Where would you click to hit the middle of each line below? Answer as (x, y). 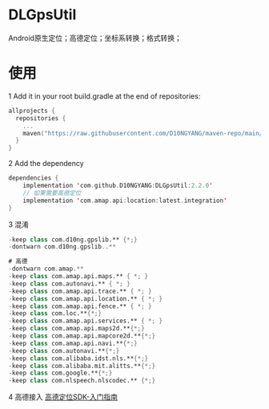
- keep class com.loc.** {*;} (55, 314)
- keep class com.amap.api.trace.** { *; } (80, 291)
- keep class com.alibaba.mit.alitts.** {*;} (82, 366)
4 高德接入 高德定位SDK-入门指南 (63, 397)
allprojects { (32, 111)
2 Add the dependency (46, 164)
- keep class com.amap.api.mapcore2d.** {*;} (82, 336)
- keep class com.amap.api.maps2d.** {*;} (77, 329)
